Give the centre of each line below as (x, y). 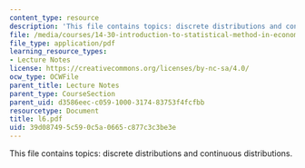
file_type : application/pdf (63, 43)
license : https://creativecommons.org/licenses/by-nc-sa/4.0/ (129, 69)
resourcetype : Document (54, 111)
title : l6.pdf (36, 119)
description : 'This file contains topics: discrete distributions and (146, 26)
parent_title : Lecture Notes (64, 85)
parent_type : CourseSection (63, 94)
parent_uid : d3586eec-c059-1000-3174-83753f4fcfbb (107, 102)
